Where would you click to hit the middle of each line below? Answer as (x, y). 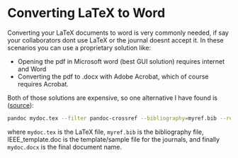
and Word (32, 69)
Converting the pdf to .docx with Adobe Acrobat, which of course (113, 77)
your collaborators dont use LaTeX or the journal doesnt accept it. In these (116, 40)
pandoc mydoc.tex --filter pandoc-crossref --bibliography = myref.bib (112, 118)
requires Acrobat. (43, 84)
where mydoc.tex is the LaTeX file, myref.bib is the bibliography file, (106, 132)
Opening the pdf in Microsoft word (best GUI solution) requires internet (121, 61)
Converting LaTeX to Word (86, 13)
